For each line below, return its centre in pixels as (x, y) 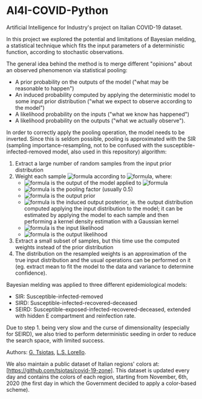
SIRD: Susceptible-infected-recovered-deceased (76, 303)
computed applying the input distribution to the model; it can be (103, 208)
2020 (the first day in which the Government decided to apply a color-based (101, 383)
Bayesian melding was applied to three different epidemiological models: (97, 284)
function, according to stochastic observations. (65, 52)
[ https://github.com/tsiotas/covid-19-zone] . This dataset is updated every (98, 370)
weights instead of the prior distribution (64, 247)
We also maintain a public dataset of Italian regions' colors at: (83, 364)
